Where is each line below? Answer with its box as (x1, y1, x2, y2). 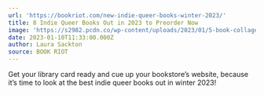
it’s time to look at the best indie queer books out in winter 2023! (8, 78, 217, 87)
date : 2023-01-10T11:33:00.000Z (8, 33, 114, 42)
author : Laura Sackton (8, 41, 82, 49)
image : (8, 26, 30, 34)
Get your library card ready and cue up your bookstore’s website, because (8, 70, 249, 79)
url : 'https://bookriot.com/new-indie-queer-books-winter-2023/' (8, 11, 226, 20)
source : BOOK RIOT (8, 48, 68, 56)
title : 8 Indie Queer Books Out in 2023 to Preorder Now (8, 19, 199, 27)
